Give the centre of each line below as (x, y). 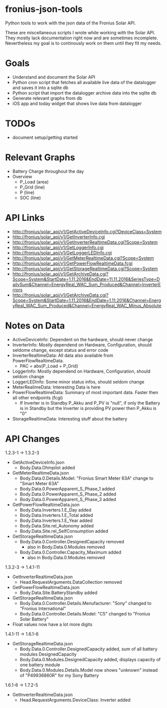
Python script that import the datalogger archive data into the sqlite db (84, 93)
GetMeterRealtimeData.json (41, 473)
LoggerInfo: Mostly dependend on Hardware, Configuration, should (81, 371)
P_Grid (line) (32, 187)
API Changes (33, 439)
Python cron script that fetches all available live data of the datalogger (84, 82)
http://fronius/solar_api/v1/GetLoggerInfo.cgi (58, 247)
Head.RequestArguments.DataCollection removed (71, 582)
